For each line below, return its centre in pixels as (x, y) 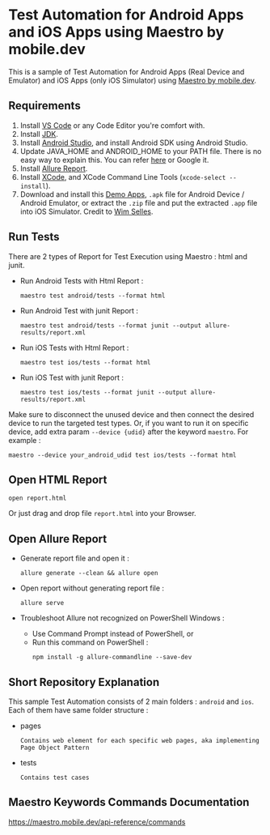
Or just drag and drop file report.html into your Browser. (102, 513)
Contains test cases (55, 777)
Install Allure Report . (54, 168)
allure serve (42, 603)
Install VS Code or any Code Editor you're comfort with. (112, 125)
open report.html (38, 498)
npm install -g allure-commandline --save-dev (112, 658)
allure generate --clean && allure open (89, 573)
